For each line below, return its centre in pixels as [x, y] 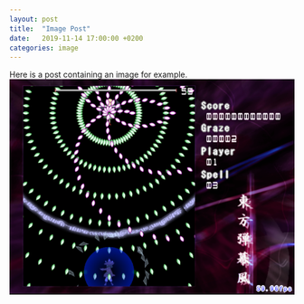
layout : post [34, 19]
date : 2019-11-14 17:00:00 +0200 [76, 38]
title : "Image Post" [50, 28]
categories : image [44, 48]
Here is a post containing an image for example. [99, 75]
